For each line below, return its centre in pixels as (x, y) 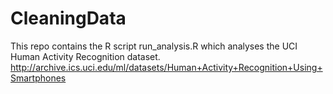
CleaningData (68, 18)
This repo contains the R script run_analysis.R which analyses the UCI (154, 46)
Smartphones (38, 78)
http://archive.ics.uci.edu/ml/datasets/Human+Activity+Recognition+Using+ (166, 67)
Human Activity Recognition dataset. (85, 56)
